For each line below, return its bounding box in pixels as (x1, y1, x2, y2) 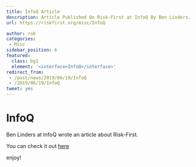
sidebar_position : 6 (6, 47, 58, 53)
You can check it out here (6, 142, 70, 149)
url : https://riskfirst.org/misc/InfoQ (6, 20, 106, 26)
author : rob (6, 30, 36, 36)
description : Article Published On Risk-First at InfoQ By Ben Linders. (6, 14, 191, 20)
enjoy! (6, 154, 22, 161)
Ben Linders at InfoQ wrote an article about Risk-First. (6, 131, 139, 138)
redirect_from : (6, 69, 44, 75)
